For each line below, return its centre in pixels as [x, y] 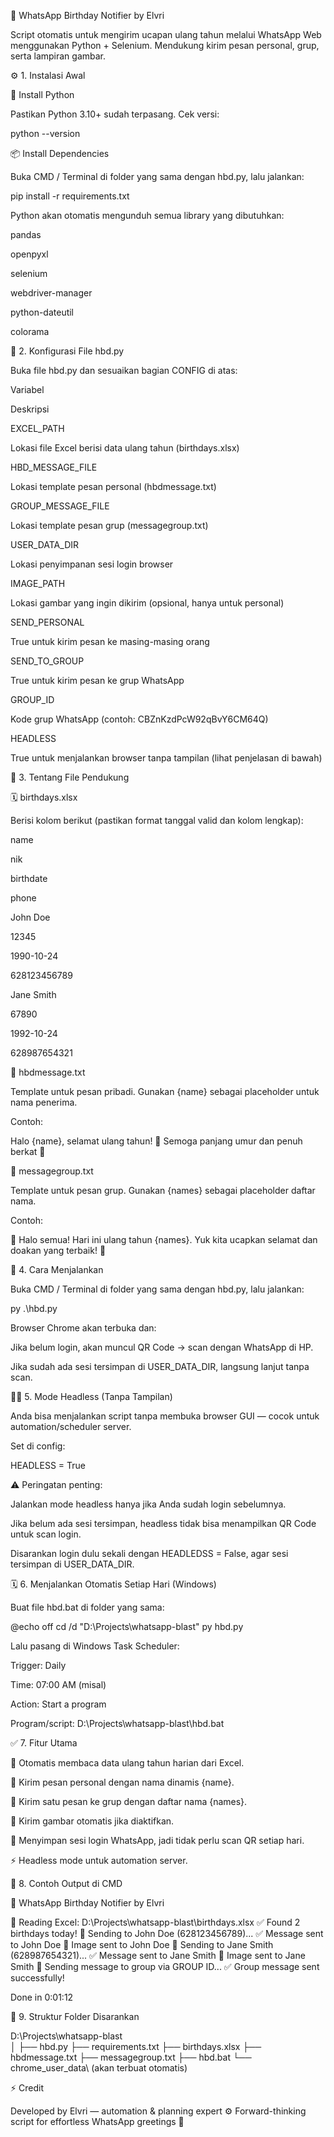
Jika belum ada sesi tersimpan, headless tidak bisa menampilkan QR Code [163, 1523]
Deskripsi [30, 409]
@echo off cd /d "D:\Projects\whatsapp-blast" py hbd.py [127, 1626]
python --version [45, 133]
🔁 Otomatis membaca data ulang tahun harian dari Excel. [127, 1763]
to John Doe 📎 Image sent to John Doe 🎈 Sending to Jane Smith [142, 1944]
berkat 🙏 [28, 1151]
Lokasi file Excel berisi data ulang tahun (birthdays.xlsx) [125, 448]
